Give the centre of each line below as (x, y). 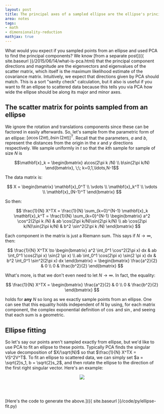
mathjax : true (20, 37)
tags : (10, 23)
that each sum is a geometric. (35, 315)
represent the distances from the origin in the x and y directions (69, 143)
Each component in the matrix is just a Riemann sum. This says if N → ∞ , (79, 236)
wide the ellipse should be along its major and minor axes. (63, 92)
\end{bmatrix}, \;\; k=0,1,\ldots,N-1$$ (82, 168)
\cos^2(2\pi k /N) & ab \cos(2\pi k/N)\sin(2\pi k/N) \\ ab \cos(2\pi (82, 221)
